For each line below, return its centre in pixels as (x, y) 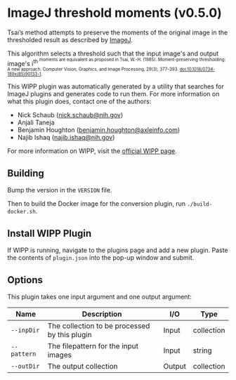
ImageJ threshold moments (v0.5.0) (115, 13)
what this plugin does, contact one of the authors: (79, 101)
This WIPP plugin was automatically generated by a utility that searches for (116, 86)
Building (26, 173)
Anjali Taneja (36, 123)
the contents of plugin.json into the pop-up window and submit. (101, 258)
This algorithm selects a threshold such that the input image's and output (113, 53)
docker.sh (22, 212)
